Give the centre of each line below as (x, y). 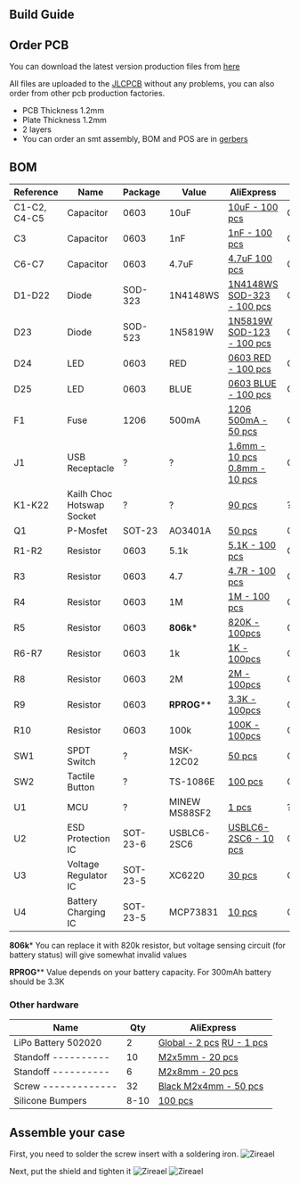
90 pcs (243, 505)
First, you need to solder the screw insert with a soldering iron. (124, 1154)
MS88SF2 (190, 813)
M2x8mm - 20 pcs (198, 1072)
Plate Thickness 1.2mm (64, 120)
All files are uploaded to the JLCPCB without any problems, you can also (142, 84)
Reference (36, 193)
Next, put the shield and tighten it (70, 1172)
